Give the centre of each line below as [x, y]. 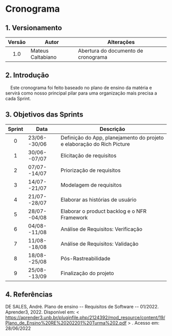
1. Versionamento [34, 28]
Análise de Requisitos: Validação [100, 243]
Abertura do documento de [111, 51]
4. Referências [29, 295]
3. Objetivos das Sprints [44, 115]
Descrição [112, 129]
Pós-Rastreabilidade [85, 258]
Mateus [39, 51]
